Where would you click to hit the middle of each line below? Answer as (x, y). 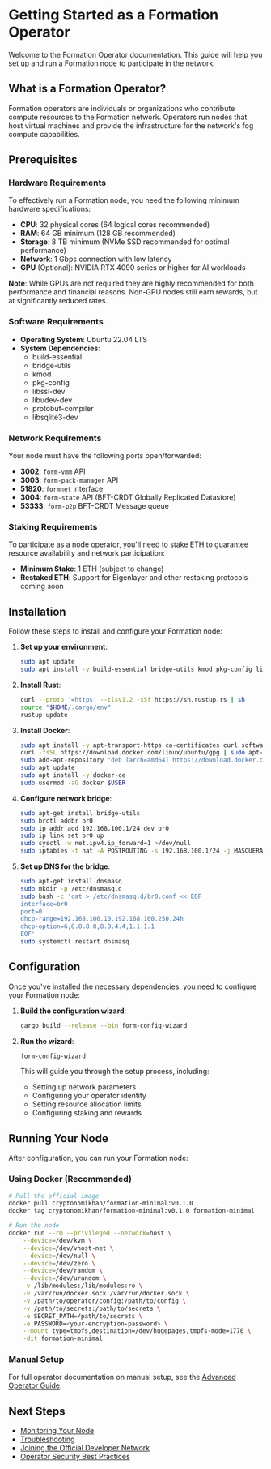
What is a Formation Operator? (87, 89)
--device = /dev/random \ (63, 1271)
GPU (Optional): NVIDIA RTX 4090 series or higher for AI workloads (133, 268)
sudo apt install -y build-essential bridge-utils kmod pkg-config (136, 670)
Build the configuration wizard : (73, 1011)
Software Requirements (56, 322)
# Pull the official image (54, 1196)
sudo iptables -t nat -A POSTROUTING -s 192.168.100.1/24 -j (125, 851)
